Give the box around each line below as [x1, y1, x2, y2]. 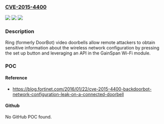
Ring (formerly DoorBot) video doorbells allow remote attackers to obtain [5, 39, 155, 45]
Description [5, 28, 34, 35]
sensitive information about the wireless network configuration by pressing [5, 44, 159, 50]
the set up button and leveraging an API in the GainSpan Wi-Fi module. [5, 50, 151, 56]
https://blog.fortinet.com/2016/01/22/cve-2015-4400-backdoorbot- [12, 86, 152, 92]
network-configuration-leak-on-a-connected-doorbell [12, 91, 124, 97]
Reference [5, 75, 27, 81]
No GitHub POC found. [5, 113, 52, 119]
